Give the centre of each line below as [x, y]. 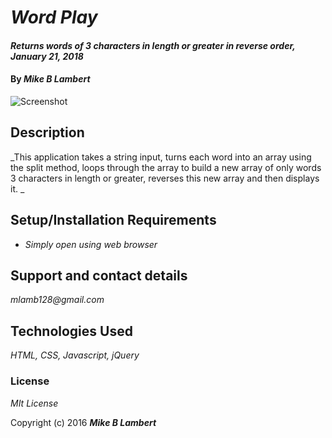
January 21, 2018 [47, 56]
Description [47, 132]
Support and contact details [99, 275]
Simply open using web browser [91, 244]
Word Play [54, 17]
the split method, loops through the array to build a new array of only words [166, 167]
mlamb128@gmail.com [57, 300]
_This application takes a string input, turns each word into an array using [161, 157]
